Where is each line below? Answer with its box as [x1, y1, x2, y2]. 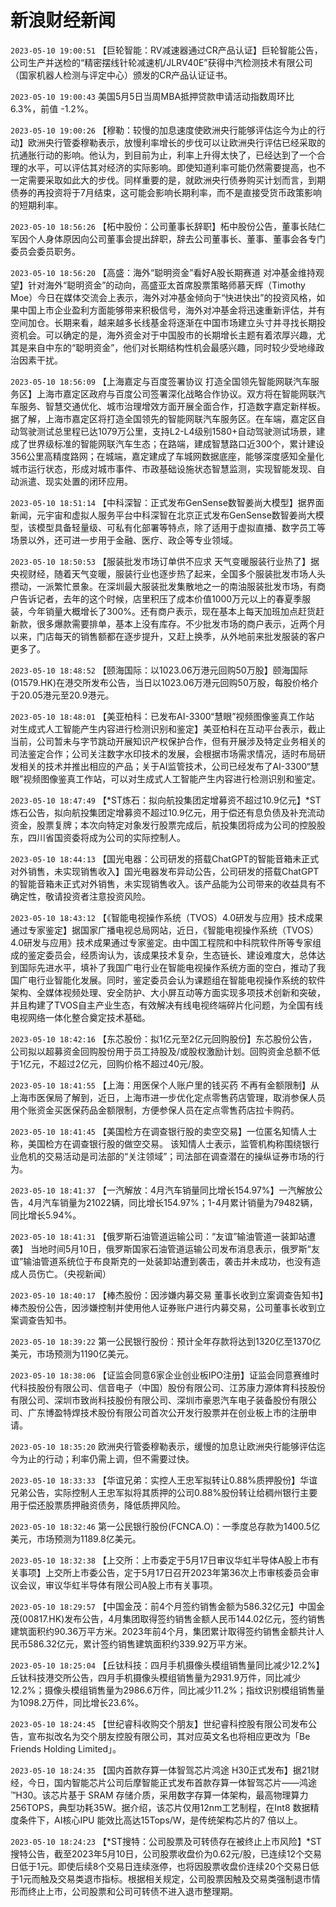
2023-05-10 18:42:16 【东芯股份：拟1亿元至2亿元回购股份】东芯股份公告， [10, 1032, 318, 1045]
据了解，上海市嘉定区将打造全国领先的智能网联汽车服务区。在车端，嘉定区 [10, 412, 317, 425]
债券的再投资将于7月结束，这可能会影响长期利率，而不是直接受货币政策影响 [10, 186, 322, 198]
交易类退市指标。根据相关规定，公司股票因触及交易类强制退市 [57, 1872, 312, 1885]
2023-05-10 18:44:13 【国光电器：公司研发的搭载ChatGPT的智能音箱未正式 [10, 852, 320, 865]
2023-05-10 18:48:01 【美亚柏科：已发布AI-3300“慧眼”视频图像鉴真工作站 [10, 710, 315, 722]
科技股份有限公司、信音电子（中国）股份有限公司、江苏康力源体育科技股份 [18, 1381, 326, 1393]
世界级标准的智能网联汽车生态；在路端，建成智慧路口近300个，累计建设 [27, 437, 325, 450]
